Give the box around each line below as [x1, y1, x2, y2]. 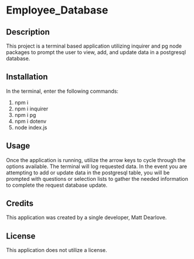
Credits [6, 199, 34, 208]
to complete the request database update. [6, 181, 108, 189]
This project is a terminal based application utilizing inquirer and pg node [6, 42, 182, 49]
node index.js [14, 124, 47, 131]
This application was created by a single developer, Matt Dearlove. [6, 214, 167, 221]
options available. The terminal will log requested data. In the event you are [6, 163, 188, 170]
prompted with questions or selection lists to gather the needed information [6, 175, 189, 182]
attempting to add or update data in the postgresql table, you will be [6, 169, 170, 176]
